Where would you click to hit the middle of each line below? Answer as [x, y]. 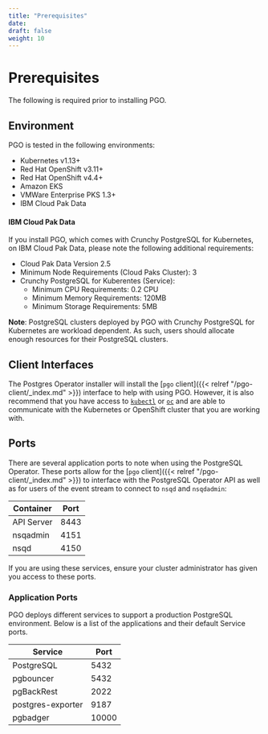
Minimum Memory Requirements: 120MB [99, 298]
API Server [32, 522]
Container [32, 508]
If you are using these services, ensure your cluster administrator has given [133, 567]
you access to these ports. [52, 576]
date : [17, 23]
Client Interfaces [51, 364]
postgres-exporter [48, 705]
